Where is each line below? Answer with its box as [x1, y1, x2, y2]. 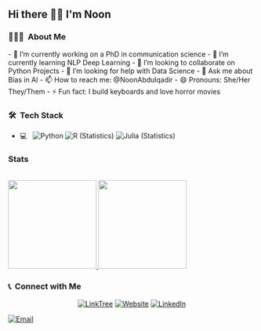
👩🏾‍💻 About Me [8, 31, 67, 42]
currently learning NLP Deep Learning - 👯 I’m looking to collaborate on [8, 57, 235, 67]
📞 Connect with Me [8, 281, 82, 292]
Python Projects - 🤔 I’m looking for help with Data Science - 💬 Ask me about [8, 66, 253, 75]
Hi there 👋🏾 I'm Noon [8, 8, 111, 21]
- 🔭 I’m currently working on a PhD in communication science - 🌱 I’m [8, 49, 229, 59]
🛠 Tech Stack [8, 109, 64, 120]
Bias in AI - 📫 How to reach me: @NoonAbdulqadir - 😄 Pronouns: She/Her [8, 75, 251, 84]
